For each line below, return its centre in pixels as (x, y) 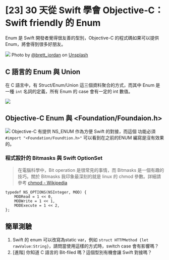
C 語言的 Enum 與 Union (43, 72)
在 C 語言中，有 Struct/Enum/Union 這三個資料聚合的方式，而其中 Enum (80, 85)
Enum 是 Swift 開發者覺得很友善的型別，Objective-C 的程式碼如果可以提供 (82, 38)
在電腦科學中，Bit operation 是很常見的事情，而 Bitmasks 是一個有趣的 (91, 170)
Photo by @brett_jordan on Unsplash (50, 55)
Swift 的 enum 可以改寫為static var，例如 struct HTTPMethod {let (80, 239)
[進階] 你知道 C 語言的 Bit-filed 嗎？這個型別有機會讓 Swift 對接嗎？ (82, 252)
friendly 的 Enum (65, 23)
